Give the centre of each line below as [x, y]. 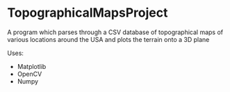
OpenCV [30, 74]
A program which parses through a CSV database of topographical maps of [115, 32]
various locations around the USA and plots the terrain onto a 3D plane [108, 39]
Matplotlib [32, 66]
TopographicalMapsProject [88, 13]
